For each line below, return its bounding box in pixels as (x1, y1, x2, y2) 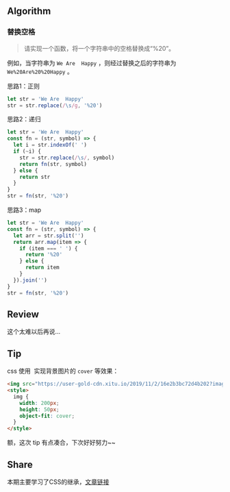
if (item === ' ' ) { (19, 245, 78, 252)
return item (25, 264, 60, 271)
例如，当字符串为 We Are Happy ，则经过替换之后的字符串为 (7, 58, 177, 67)
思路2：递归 (7, 115, 41, 123)
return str (19, 173, 51, 180)
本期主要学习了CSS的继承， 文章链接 (7, 478, 110, 486)
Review (7, 308, 40, 320)
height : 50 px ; (19, 406, 60, 413)
